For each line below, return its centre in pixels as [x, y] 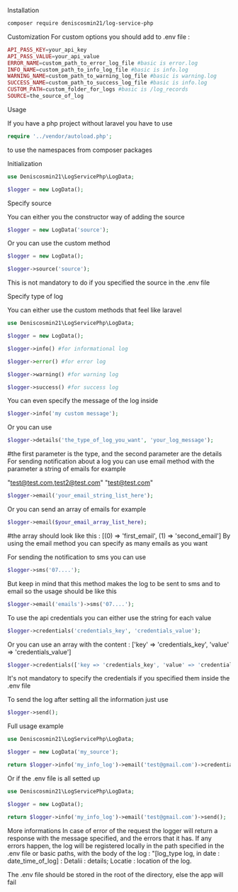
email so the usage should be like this [62, 591]
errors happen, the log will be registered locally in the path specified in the [116, 846]
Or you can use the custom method [59, 243]
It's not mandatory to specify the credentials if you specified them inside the [119, 678]
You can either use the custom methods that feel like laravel [95, 310]
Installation [23, 10]
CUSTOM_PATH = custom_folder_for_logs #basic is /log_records [98, 89]
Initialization [25, 163]
